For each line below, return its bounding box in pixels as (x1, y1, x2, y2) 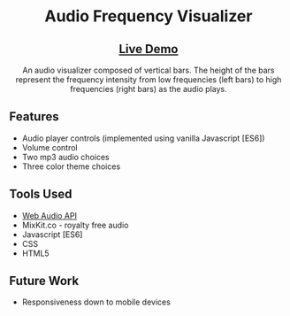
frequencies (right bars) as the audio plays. (70, 84, 227, 94)
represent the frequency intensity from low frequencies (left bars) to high (15, 74, 282, 85)
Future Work (9, 274, 80, 289)
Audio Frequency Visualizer (44, 6, 253, 27)
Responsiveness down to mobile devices (21, 297, 171, 307)
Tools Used (9, 187, 72, 202)
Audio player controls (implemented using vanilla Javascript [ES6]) (21, 133, 265, 143)
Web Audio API (21, 210, 78, 220)
